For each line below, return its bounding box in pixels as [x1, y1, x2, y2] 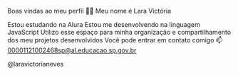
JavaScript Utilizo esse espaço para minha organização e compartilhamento [7, 28, 232, 36]
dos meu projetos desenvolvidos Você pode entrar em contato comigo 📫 [7, 36, 223, 44]
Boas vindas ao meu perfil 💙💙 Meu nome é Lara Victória [7, 7, 171, 15]
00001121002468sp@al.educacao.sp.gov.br [7, 46, 137, 54]
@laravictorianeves [7, 60, 64, 68]
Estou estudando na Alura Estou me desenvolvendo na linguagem [7, 21, 201, 28]
